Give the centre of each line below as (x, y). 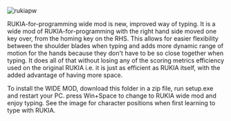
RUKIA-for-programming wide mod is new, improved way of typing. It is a (111, 24)
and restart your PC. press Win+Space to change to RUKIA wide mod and (112, 96)
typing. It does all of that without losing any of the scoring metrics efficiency (116, 60)
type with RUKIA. (31, 110)
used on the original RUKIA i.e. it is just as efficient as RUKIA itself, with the (114, 68)
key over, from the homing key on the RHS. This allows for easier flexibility (113, 38)
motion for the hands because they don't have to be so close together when (115, 53)
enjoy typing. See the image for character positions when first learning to (111, 103)
